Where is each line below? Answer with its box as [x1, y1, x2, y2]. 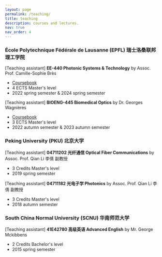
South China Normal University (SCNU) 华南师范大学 [5, 214, 130, 221]
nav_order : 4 [5, 30, 31, 34]
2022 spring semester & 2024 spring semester [12, 90, 105, 96]
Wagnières [5, 105, 27, 111]
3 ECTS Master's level [12, 120, 57, 125]
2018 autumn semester [12, 201, 58, 207]
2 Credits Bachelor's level [12, 241, 63, 247]
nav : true [5, 25, 25, 30]
